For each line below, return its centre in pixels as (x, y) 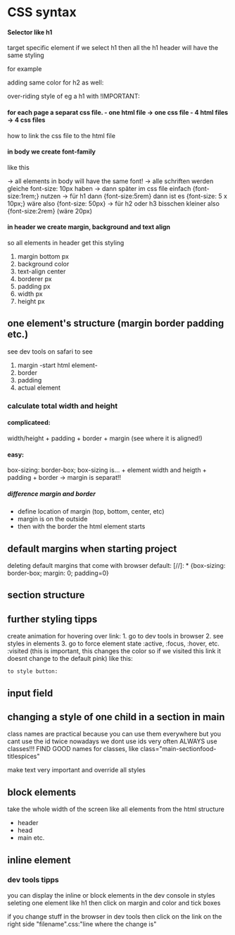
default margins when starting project (92, 549)
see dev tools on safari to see (50, 351)
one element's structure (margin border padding (116, 324)
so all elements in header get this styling (66, 243)
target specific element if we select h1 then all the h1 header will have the (113, 48)
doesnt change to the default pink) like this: (70, 659)
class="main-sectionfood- (178, 749)
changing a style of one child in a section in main (116, 717)
